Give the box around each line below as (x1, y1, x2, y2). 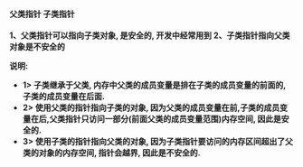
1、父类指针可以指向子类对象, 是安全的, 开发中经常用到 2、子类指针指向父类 (9, 30, 290, 41)
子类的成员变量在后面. (22, 91, 106, 102)
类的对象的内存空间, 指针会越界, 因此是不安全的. (22, 147, 201, 158)
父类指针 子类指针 (9, 8, 75, 19)
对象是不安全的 (9, 42, 65, 52)
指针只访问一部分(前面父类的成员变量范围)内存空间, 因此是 (64, 114, 282, 125)
